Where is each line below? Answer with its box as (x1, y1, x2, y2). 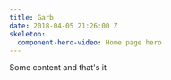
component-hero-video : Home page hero (17, 37, 163, 47)
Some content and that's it (9, 62, 107, 73)
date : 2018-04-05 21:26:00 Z (9, 21, 118, 30)
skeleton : (9, 29, 47, 38)
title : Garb (9, 12, 54, 22)
